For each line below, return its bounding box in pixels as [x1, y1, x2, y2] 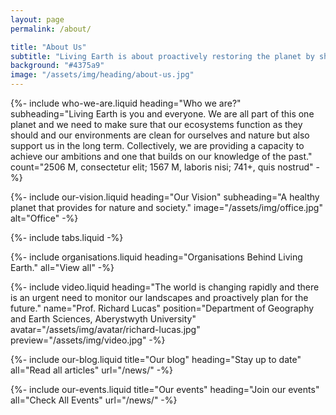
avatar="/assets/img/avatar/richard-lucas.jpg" [10, 324, 201, 335]
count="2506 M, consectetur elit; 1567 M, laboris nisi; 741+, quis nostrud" [10, 161, 314, 173]
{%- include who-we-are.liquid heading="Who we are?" [10, 97, 242, 109]
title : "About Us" [10, 42, 87, 52]
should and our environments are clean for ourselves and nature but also [10, 129, 310, 141]
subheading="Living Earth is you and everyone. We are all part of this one [10, 108, 315, 120]
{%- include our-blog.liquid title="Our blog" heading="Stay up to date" [10, 354, 302, 365]
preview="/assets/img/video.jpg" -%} [10, 334, 166, 346]
